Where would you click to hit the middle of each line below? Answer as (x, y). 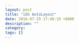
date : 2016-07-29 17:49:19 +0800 (40, 19)
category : (15, 28)
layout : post (19, 10)
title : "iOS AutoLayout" (31, 14)
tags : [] (14, 33)
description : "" (22, 23)
